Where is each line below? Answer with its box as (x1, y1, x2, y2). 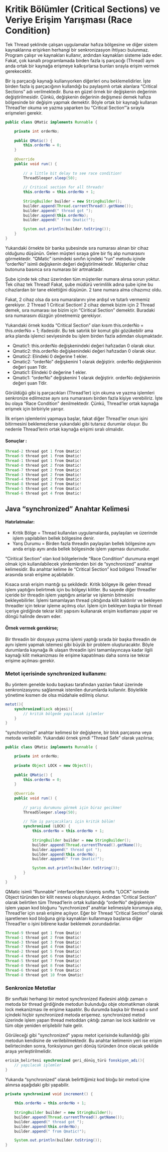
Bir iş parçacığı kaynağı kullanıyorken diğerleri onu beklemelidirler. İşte (5, 78, 151, 84)
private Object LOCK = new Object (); (14, 763, 93, 768)
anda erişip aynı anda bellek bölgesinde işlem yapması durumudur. (12, 546, 150, 552)
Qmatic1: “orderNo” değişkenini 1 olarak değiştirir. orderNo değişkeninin (12, 374, 160, 380)
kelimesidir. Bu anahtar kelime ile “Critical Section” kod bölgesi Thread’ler (5, 566, 157, 572)
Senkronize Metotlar (5, 984, 56, 991)
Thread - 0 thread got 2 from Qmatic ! (5, 463, 82, 468)
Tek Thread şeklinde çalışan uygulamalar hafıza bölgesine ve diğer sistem (5, 41, 158, 47)
